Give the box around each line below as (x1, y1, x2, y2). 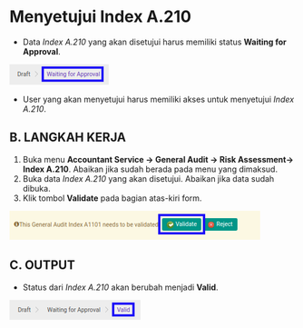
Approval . (22, 45, 61, 56)
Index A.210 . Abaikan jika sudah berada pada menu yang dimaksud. (22, 164, 279, 174)
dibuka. (22, 183, 52, 194)
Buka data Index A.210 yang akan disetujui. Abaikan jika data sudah (22, 173, 275, 184)
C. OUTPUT (9, 257, 75, 273)
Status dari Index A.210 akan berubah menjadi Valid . (22, 282, 220, 293)
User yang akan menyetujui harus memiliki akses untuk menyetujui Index (22, 94, 295, 104)
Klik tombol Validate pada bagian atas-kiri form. (22, 193, 202, 204)
